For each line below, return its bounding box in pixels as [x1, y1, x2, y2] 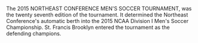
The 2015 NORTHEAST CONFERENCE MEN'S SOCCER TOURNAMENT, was [6, 5, 192, 12]
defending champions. [6, 30, 61, 37]
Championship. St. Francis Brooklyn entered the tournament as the [6, 24, 170, 31]
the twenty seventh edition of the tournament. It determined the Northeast [6, 11, 188, 18]
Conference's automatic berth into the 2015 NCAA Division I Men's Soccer [6, 18, 189, 24]
